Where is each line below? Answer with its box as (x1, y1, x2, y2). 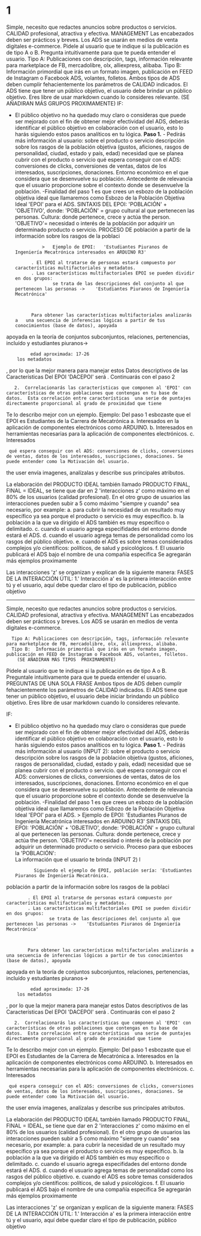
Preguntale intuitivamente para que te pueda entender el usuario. (6, 673, 167, 681)
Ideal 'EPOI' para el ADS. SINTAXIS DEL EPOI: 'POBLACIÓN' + (14, 200, 167, 207)
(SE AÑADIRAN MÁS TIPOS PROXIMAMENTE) (17, 657, 117, 663)
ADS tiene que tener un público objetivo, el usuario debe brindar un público (6, 87, 193, 94)
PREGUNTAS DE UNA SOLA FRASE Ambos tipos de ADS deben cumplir (6, 679, 182, 687)
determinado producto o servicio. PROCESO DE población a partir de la (14, 226, 191, 233)
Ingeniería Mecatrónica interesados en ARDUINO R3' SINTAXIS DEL (14, 817, 182, 824)
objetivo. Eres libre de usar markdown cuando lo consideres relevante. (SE (6, 93, 190, 101)
